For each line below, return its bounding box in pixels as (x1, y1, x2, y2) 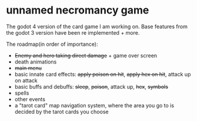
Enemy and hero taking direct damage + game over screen (14, 52, 158, 59)
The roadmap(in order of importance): (6, 41, 98, 48)
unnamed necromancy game (6, 4, 149, 17)
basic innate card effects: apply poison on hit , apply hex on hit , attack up (14, 70, 191, 78)
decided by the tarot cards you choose (14, 108, 109, 115)
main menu (14, 64, 42, 71)
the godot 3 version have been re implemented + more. (6, 29, 140, 36)
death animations (14, 58, 57, 65)
